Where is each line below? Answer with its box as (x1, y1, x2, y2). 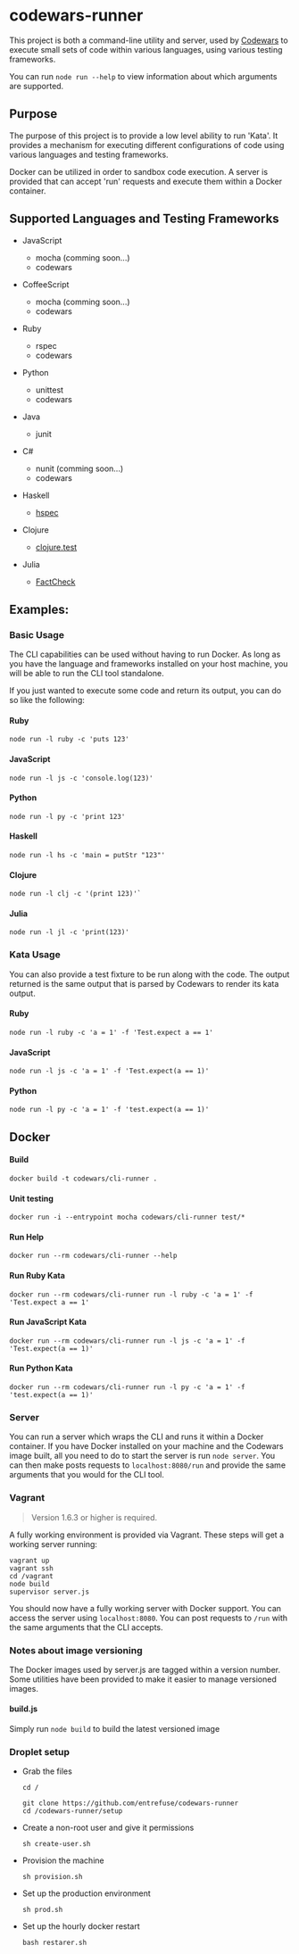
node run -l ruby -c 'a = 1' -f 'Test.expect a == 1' (9, 1028, 214, 1037)
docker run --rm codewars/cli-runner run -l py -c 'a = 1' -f (9, 1382, 245, 1392)
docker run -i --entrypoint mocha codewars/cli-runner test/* (9, 1213, 245, 1222)
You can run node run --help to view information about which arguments (9, 70, 278, 81)
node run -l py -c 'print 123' (9, 812, 126, 821)
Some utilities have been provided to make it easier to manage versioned (9, 1674, 277, 1685)
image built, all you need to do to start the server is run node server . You (9, 1451, 276, 1461)
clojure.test (35, 542, 78, 552)
